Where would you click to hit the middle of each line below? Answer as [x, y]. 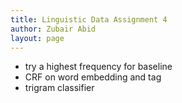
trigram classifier [59, 88]
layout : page [37, 38]
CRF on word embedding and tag [93, 77]
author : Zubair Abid [53, 29]
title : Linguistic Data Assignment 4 [89, 19]
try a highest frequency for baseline [98, 67]
